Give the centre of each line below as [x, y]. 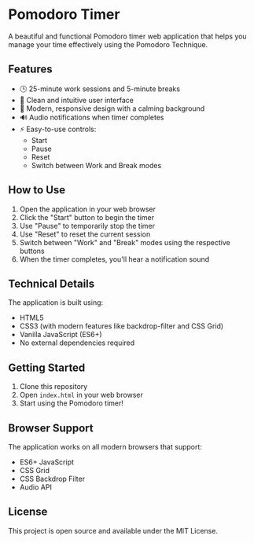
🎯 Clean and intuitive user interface [76, 100]
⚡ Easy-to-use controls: [58, 129]
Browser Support [51, 428]
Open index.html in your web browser [81, 395]
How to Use [37, 190]
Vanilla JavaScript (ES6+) [61, 335]
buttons [32, 251]
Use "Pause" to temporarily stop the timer [87, 226]
